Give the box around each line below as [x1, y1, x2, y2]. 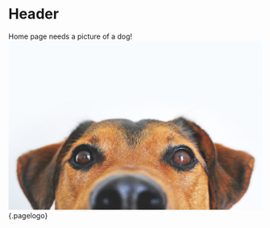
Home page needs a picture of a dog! [8, 31, 133, 41]
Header [8, 5, 59, 23]
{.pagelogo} [8, 210, 48, 220]
